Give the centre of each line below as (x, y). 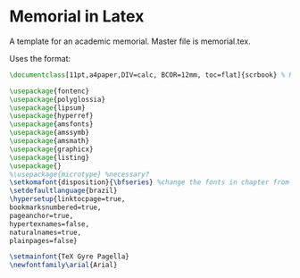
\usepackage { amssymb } (50, 133)
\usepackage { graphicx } (51, 149)
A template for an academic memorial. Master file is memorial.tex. (130, 41)
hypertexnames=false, (50, 224)
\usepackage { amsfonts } (51, 124)
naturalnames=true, (46, 232)
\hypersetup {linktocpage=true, (67, 199)
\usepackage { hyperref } (51, 116)
